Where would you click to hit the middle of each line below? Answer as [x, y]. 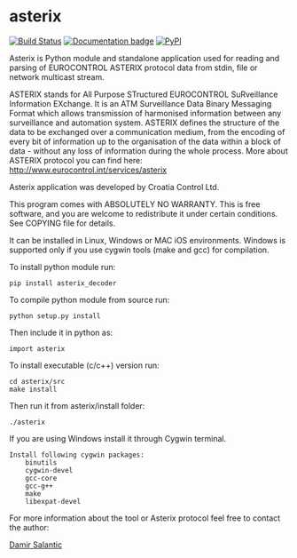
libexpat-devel [53, 501]
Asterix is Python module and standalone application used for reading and [145, 58]
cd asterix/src [37, 381]
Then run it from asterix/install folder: [77, 405]
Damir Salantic [36, 545]
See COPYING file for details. [63, 223]
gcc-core [41, 478]
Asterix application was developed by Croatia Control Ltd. [114, 187]
